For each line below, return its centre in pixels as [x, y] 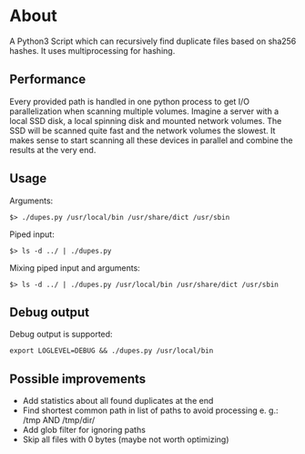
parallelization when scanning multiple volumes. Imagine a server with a [144, 111]
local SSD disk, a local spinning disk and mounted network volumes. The [146, 120]
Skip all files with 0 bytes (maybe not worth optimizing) [126, 439]
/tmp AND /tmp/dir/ [59, 420]
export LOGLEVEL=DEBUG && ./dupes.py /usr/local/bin [112, 351]
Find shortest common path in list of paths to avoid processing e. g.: [150, 410]
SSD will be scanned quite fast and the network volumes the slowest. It [142, 130]
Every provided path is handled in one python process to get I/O [130, 101]
